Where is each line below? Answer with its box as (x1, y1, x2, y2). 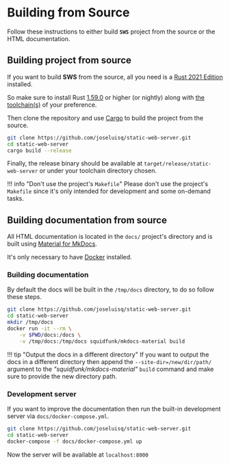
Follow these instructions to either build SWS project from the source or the (7, 27, 216, 36)
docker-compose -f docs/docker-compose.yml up (7, 438, 142, 445)
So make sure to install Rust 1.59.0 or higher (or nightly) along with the (7, 93, 205, 101)
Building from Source (7, 5, 130, 21)
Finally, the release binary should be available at (7, 159, 142, 168)
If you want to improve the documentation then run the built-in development (7, 405, 221, 413)
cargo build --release (7, 147, 72, 154)
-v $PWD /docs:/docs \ (19, 331, 81, 338)
